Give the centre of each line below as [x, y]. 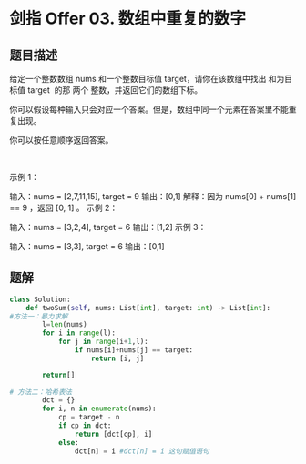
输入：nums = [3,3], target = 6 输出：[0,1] [87, 246]
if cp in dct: [85, 426]
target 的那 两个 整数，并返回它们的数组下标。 [115, 90]
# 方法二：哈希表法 [41, 392]
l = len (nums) [65, 325]
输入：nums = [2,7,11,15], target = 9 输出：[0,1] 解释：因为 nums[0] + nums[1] [153, 196]
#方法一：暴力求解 [39, 316]
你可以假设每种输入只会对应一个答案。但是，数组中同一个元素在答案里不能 [149, 109]
